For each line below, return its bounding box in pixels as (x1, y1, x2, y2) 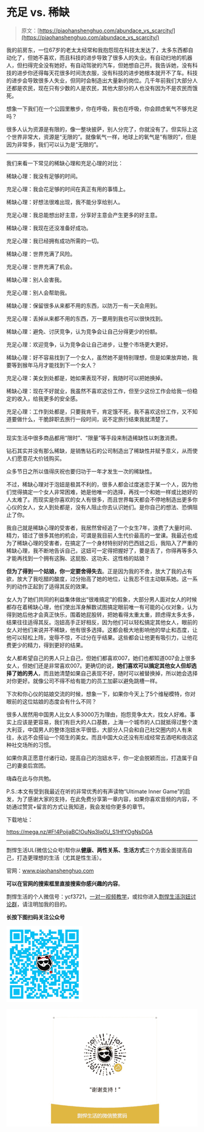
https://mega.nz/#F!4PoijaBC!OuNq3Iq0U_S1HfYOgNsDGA (6, 828, 153, 835)
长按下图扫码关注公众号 (6, 913, 65, 920)
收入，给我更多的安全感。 (16, 394, 81, 402)
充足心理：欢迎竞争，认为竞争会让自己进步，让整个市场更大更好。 (6, 341, 171, 348)
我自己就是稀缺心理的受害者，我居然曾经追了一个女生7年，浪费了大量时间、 (6, 524, 195, 531)
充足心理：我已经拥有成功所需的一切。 (6, 237, 102, 244)
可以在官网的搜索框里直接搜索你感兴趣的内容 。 (6, 880, 123, 887)
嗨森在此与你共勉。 (6, 775, 55, 782)
